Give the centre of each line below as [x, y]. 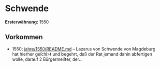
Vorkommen [24, 37]
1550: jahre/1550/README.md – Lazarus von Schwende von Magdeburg [84, 49]
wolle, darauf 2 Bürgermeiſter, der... [47, 59]
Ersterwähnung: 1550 [27, 22]
